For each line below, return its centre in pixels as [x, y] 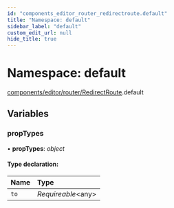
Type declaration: [33, 164]
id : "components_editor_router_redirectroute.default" [87, 13]
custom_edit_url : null [40, 33]
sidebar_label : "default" [44, 26]
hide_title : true [32, 39]
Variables [28, 114]
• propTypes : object [36, 148]
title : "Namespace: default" [49, 20]
